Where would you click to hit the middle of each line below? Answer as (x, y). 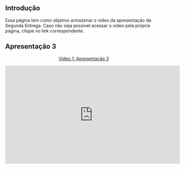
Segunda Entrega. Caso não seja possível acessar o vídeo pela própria (78, 25)
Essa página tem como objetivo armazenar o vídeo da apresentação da (78, 20)
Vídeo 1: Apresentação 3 (84, 58)
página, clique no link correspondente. (45, 31)
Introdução (23, 8)
